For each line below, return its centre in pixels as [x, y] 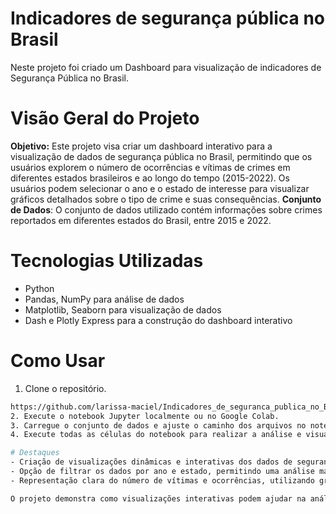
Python [39, 288]
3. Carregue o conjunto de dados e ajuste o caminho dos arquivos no [158, 425]
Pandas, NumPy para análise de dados [104, 299]
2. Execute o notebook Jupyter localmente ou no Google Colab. [145, 416]
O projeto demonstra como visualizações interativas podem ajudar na [158, 498]
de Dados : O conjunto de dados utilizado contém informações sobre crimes [166, 209]
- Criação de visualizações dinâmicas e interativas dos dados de [151, 462]
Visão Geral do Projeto [105, 118]
